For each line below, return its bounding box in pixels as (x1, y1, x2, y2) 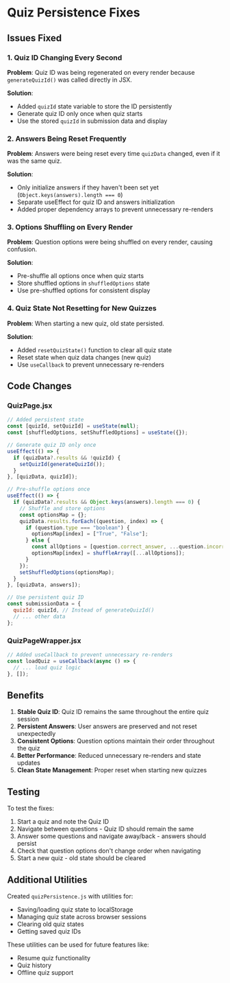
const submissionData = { (7, 601, 81, 608)
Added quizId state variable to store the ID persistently (16, 102, 172, 111)
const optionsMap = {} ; (19, 511, 88, 518)
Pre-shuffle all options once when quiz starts (16, 272, 144, 280)
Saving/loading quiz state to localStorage (16, 905, 133, 914)
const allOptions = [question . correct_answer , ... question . (31, 544, 207, 551)
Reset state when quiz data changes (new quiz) (16, 353, 152, 361)
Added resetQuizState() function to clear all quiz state (16, 345, 172, 354)
